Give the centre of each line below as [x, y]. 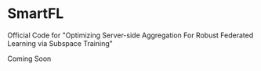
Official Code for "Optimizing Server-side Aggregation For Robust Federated [130, 35]
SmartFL [36, 14]
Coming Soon [29, 59]
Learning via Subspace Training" [60, 43]
